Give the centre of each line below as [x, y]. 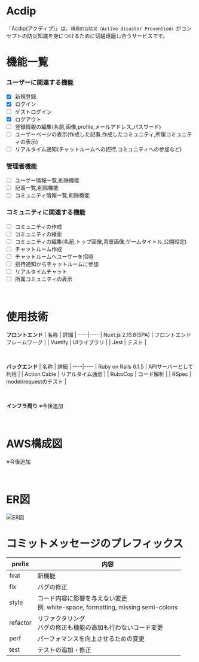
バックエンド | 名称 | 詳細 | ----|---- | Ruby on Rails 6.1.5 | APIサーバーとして [100, 367]
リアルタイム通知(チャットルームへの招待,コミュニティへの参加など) [98, 149]
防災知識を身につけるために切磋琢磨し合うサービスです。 [97, 36]
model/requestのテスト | [36, 382]
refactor [20, 622]
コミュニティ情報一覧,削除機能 [52, 195]
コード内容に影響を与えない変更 [82, 598]
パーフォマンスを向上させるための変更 [91, 639]
